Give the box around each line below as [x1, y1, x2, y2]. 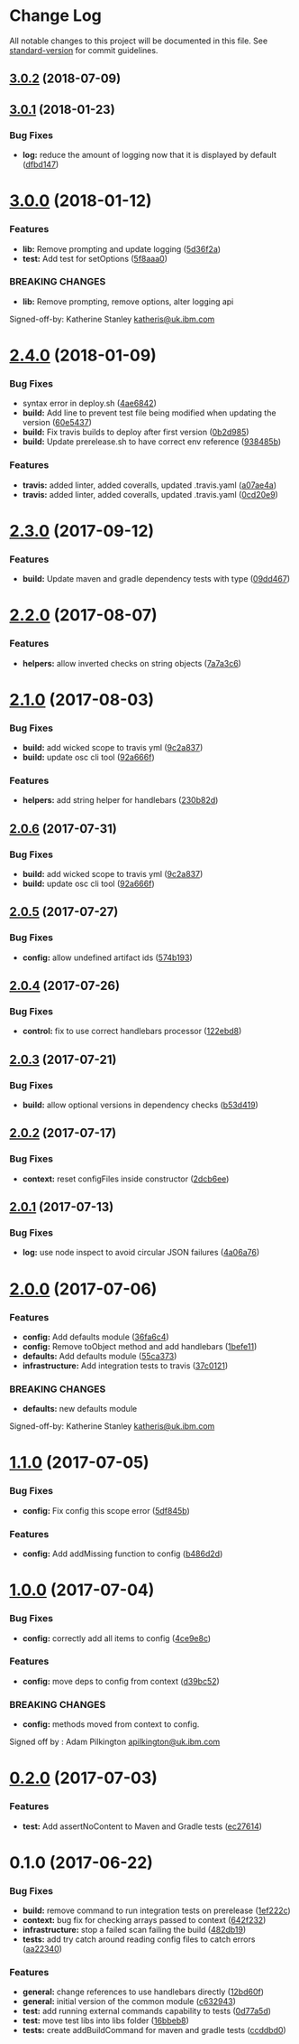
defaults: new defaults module [22, 1404, 138, 1414]
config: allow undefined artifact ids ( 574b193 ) [22, 952, 194, 963]
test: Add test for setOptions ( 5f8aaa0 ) [22, 253, 168, 264]
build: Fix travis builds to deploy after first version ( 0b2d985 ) [22, 426, 249, 438]
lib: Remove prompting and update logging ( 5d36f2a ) [22, 243, 222, 254]
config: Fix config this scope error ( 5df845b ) [22, 1505, 191, 1516]
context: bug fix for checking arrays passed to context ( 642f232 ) [22, 1915, 267, 1926]
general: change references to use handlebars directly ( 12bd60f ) [22, 1986, 264, 1997]
